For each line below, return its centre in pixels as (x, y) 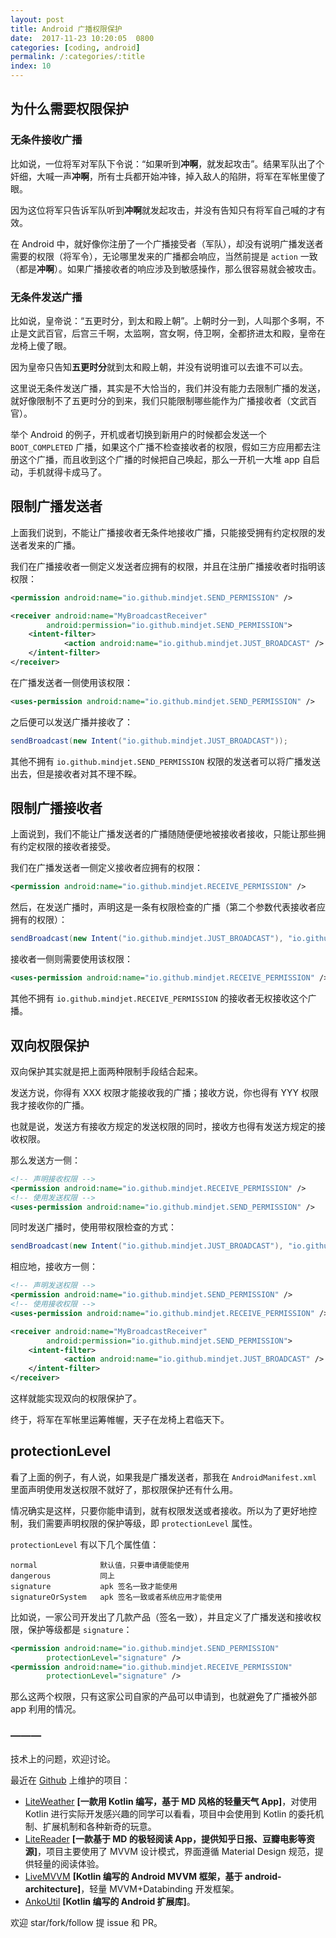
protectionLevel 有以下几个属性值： (85, 1544)
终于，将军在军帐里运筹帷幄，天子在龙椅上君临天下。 (120, 1420)
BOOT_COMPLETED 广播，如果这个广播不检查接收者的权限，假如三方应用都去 (161, 447)
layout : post (37, 19)
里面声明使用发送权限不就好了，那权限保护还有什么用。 (124, 1489)
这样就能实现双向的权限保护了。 (76, 1398)
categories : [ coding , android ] (75, 47)
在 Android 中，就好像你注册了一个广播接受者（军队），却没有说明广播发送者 (167, 243)
